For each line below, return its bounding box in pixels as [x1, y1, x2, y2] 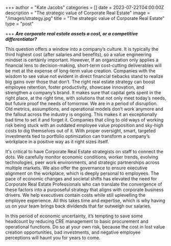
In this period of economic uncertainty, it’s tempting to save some [5, 213, 143, 219]
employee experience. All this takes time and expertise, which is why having [5, 197, 165, 203]
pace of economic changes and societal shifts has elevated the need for [5, 176, 157, 181]
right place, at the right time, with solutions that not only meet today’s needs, [5, 95, 166, 101]
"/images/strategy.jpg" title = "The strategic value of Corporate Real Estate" [5, 15, 165, 21]
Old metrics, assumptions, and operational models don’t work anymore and [5, 106, 163, 112]
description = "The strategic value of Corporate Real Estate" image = [5, 10, 151, 16]
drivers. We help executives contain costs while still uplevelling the [5, 192, 145, 198]
